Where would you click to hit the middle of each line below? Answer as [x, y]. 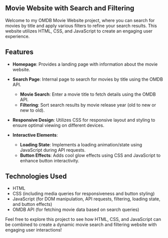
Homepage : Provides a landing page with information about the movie [85, 64]
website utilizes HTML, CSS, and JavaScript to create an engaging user [79, 31]
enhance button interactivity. [49, 160]
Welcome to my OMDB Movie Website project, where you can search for [80, 20]
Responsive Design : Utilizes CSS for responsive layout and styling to [84, 120]
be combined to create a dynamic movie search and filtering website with [81, 224]
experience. [18, 36]
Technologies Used [36, 177]
